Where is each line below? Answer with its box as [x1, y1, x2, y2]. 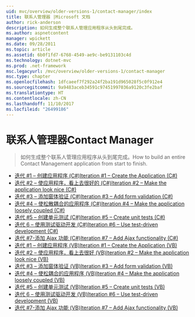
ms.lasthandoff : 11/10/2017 [6, 100, 75, 107]
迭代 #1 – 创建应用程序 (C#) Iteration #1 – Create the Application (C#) [14, 172, 178, 179]
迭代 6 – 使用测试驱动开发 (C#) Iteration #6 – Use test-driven [14, 221, 158, 228]
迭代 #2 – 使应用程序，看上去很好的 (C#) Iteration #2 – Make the [14, 179, 167, 187]
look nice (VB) [14, 256, 49, 263]
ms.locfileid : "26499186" [6, 106, 69, 112]
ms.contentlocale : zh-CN [6, 95, 66, 101]
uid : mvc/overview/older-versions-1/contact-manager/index [6, 8, 153, 15]
